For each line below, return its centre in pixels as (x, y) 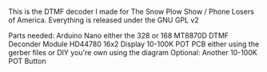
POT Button (27, 61)
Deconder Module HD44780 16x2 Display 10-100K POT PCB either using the (134, 44)
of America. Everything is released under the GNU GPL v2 (104, 20)
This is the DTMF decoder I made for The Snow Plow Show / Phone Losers (131, 12)
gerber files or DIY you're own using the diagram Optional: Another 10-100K (133, 52)
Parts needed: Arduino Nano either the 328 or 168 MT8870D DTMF (119, 36)
